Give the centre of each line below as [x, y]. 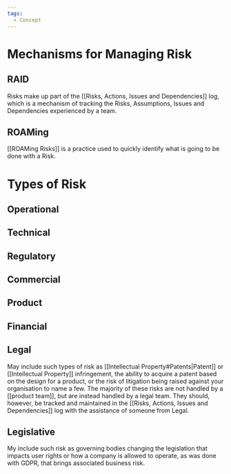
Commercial [34, 280]
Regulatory [32, 256]
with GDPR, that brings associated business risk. [76, 463]
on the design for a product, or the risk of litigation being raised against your [115, 381]
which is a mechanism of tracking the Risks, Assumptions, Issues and [106, 103]
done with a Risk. [32, 156]
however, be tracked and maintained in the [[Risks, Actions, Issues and [108, 403]
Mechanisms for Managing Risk [100, 54]
